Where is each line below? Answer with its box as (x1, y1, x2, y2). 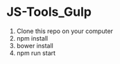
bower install (16, 41, 53, 50)
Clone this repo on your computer (16, 27, 114, 35)
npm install (16, 34, 49, 42)
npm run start (16, 49, 56, 57)
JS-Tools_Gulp (6, 4, 92, 20)
